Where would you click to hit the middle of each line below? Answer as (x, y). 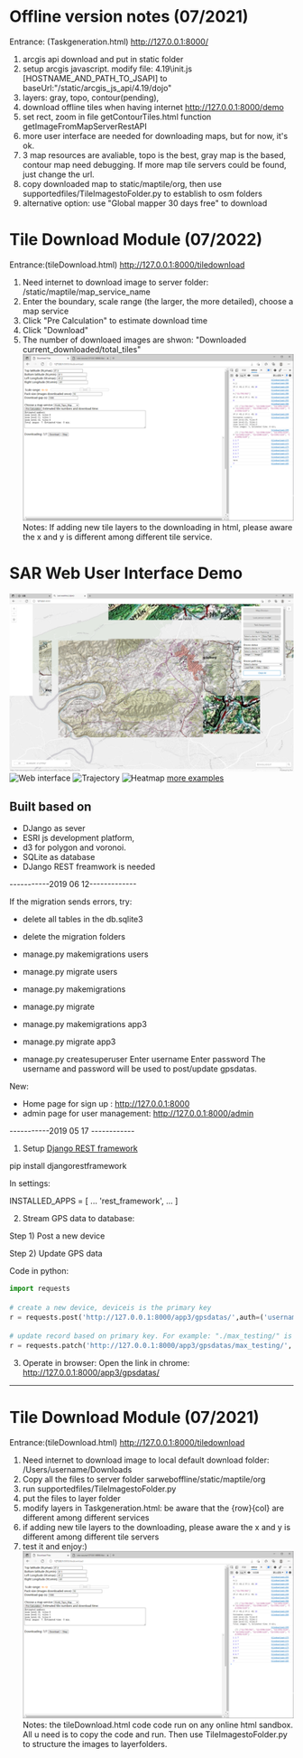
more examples (195, 778)
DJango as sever (54, 828)
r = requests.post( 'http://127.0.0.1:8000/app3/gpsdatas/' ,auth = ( (137, 1317)
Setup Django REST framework (80, 1148)
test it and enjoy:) (55, 1547)
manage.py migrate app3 (69, 1042)
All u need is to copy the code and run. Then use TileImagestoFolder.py (155, 1734)
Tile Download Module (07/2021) (134, 1418)
